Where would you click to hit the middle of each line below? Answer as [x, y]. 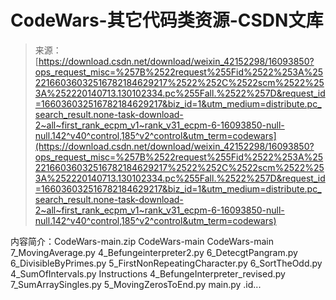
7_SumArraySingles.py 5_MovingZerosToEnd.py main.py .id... [136, 284]
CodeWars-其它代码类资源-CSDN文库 [167, 20]
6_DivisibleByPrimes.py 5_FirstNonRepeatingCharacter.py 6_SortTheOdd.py [166, 263]
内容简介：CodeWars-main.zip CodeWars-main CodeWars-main [142, 241]
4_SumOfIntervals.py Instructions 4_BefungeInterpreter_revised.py [148, 273]
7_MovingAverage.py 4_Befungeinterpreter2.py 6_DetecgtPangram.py [154, 252]
